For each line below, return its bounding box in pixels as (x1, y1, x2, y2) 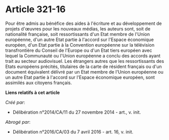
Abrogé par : (5, 119, 31, 125)
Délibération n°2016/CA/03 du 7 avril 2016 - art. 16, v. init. (12, 128, 134, 135)
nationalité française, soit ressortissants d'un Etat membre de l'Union (5, 31, 150, 37)
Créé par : (5, 99, 25, 105)
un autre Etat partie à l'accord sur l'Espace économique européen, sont (5, 74, 155, 80)
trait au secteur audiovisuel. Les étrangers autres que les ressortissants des (5, 58, 164, 64)
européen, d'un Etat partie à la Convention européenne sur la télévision (5, 42, 155, 48)
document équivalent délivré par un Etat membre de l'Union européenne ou (5, 68, 164, 75)
